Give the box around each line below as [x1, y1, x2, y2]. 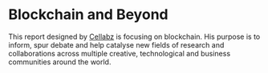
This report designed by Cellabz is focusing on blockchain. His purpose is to [8, 32, 261, 41]
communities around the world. [8, 57, 112, 67]
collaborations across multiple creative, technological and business [8, 48, 231, 58]
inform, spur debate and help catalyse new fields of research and [8, 40, 225, 49]
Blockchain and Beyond [8, 6, 169, 24]
